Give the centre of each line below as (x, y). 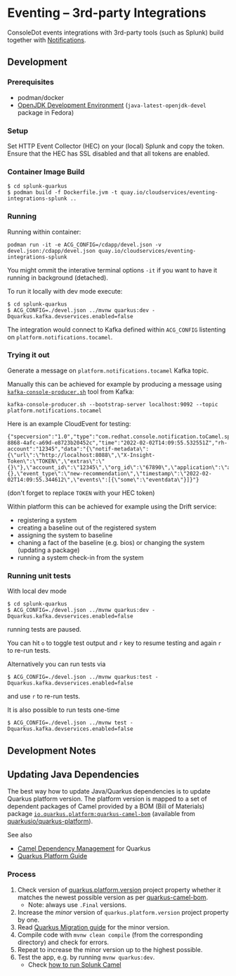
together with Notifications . (47, 39)
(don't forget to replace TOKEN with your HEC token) (81, 493)
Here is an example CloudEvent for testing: (69, 423)
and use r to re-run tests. (44, 696)
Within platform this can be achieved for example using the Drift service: (112, 506)
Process (22, 875)
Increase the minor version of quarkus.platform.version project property (123, 912)
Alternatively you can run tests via (57, 664)
